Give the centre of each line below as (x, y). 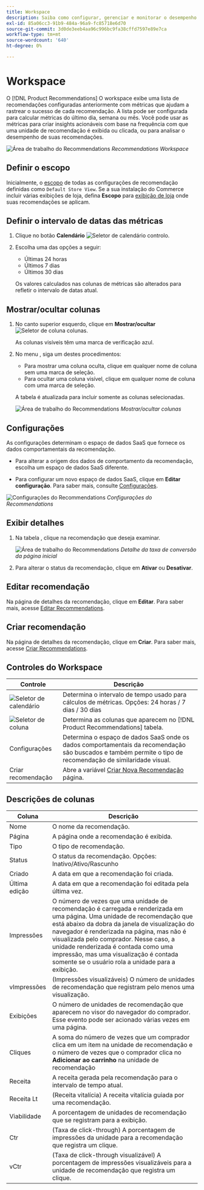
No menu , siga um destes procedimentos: (68, 354)
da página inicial (36, 556)
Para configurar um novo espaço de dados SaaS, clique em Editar (98, 479)
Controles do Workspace (55, 667)
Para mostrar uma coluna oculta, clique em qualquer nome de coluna (110, 366)
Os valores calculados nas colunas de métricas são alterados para (98, 284)
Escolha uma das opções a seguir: (58, 248)
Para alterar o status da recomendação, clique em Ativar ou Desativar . (104, 568)
